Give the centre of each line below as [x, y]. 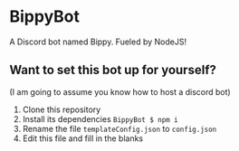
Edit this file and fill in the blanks [82, 138]
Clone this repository [62, 109]
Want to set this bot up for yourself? [113, 70]
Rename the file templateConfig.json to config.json [119, 128]
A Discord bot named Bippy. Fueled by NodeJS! [98, 42]
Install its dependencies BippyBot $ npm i [100, 118]
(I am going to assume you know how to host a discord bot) [120, 91]
